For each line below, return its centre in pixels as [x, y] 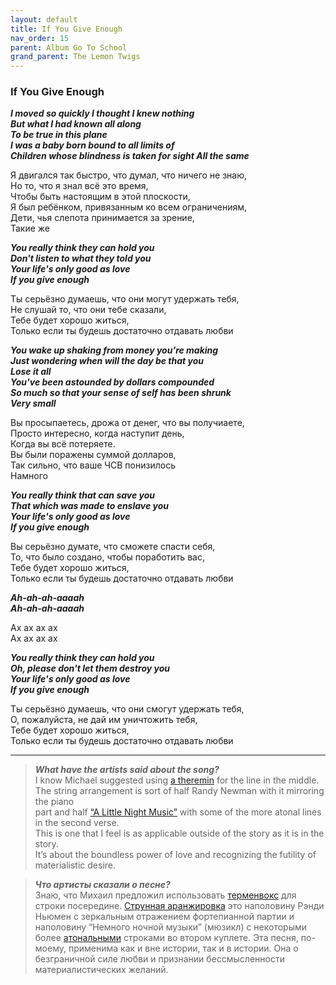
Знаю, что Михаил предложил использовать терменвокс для [165, 895]
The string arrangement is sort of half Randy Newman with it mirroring [179, 791]
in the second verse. [77, 823]
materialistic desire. [75, 865]
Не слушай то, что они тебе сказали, [88, 310]
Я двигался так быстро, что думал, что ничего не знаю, [129, 175]
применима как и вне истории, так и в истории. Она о [183, 948]
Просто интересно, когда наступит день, [97, 433]
